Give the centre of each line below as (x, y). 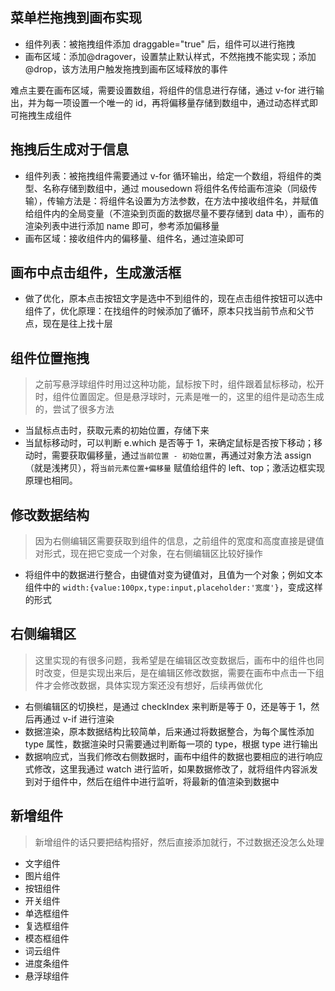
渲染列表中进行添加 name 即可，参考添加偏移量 (122, 225)
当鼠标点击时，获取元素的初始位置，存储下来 (117, 430)
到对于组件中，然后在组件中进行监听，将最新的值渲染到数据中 (152, 781)
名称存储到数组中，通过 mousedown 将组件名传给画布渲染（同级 (175, 188)
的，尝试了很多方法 (74, 409)
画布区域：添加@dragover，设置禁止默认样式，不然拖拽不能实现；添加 (170, 56)
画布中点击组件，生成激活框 (96, 273)
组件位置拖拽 (50, 358)
